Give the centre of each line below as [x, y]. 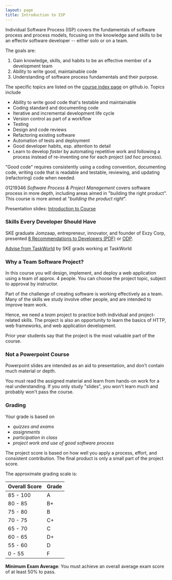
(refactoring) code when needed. [40, 177]
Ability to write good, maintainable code [55, 71]
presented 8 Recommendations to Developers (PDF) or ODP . [69, 238]
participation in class [35, 437]
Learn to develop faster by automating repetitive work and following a [86, 151]
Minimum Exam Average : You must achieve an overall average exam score [85, 566]
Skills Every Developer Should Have [51, 222]
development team [33, 66]
